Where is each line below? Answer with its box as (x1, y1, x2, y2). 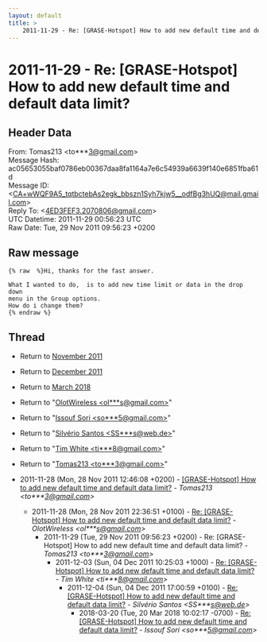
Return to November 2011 (19, 351, 103, 361)
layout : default (8, 11, 62, 20)
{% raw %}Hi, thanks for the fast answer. (8, 267, 155, 275)
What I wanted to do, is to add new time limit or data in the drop (8, 281, 244, 289)
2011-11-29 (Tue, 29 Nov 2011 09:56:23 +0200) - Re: (43, 532, 215, 541)
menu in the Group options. (8, 295, 102, 303)
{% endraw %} (8, 309, 52, 317)
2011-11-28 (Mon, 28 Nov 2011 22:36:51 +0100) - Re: (31, 507, 203, 516)
